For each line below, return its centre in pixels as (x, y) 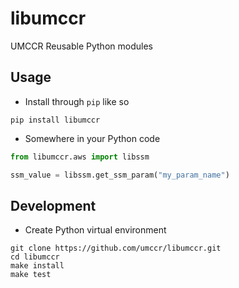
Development (53, 205)
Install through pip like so (77, 101)
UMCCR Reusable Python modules (81, 46)
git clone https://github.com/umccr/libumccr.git (116, 248)
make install (37, 266)
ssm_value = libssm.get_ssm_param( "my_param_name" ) (120, 175)
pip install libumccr (55, 120)
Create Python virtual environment (95, 230)
